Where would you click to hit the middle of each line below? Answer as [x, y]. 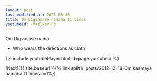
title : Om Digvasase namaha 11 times [46, 19]
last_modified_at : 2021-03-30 [38, 15]
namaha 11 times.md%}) [31, 74]
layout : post [19, 10]
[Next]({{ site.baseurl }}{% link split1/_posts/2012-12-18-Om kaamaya [79, 68]
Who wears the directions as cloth [49, 48]
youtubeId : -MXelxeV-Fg [31, 24]
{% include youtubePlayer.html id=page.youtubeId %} [62, 59]
